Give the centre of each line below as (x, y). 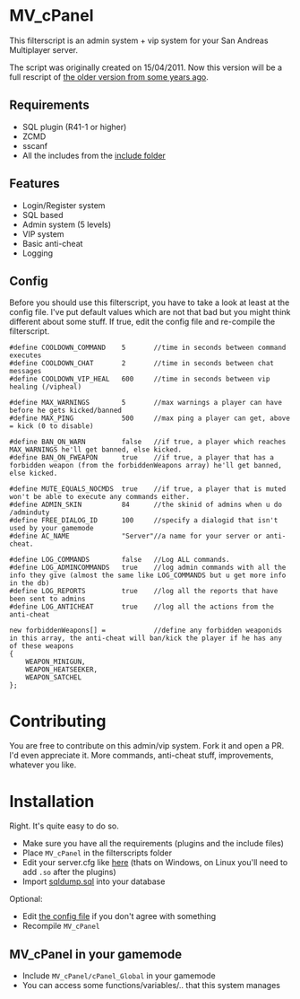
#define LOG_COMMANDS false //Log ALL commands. (120, 560)
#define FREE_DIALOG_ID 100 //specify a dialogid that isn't (144, 521)
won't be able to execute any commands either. (100, 497)
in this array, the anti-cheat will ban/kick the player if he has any (146, 638)
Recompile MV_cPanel (61, 926)
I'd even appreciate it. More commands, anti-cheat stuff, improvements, (141, 756)
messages (26, 372)
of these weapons (42, 646)
